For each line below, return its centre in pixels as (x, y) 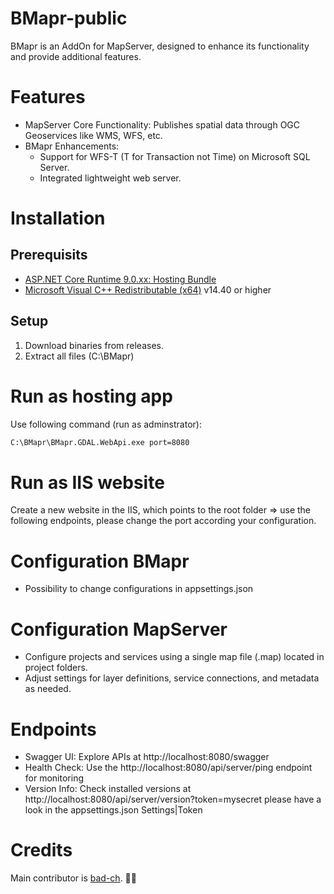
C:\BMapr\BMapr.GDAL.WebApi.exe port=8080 (100, 442)
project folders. (56, 668)
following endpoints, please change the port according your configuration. (163, 521)
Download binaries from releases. (94, 345)
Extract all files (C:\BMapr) (79, 356)
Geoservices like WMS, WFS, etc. (93, 135)
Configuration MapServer (119, 629)
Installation (58, 218)
